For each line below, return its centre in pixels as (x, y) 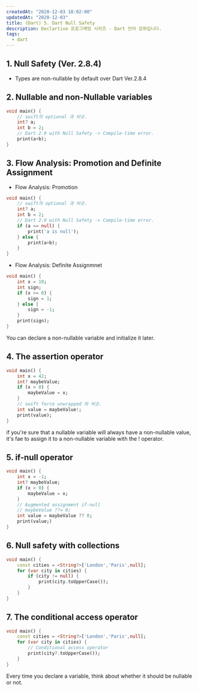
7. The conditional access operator (72, 618)
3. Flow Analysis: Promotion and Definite (84, 163)
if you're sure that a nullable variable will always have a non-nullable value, (99, 432)
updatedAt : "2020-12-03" (37, 17)
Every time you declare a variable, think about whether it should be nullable (99, 676)
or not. (14, 682)
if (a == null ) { (39, 226)
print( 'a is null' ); (53, 232)
